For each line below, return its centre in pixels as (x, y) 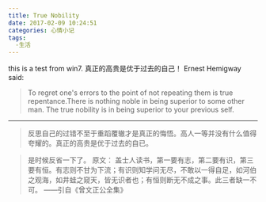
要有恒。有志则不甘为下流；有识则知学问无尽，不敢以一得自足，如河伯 (142, 170)
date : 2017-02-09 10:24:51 (53, 23)
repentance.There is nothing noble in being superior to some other (136, 101)
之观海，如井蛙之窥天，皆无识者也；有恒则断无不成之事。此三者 (131, 180)
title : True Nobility (44, 15)
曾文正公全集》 (103, 190)
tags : (17, 38)
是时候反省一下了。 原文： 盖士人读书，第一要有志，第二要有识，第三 (141, 160)
